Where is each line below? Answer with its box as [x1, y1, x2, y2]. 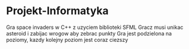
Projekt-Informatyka [6, 4, 109, 18]
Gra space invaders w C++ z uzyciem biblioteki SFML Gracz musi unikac [6, 24, 184, 31]
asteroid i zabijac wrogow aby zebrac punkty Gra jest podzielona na [6, 30, 172, 37]
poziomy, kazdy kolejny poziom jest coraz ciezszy [6, 36, 129, 43]
